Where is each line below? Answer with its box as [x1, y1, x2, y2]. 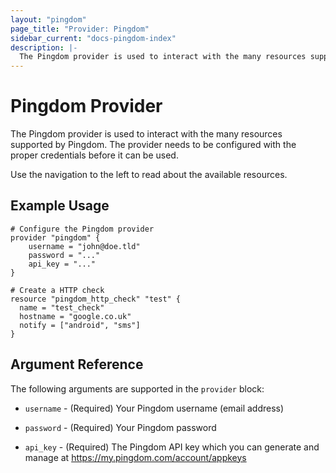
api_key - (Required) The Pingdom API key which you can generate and [24, 441, 320, 453]
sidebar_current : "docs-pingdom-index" [10, 33, 177, 43]
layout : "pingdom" [10, 14, 87, 25]
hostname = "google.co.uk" [19, 311, 132, 321]
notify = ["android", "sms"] [19, 320, 141, 330]
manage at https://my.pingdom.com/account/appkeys [24, 451, 247, 463]
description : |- [10, 42, 78, 53]
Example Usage [10, 197, 110, 215]
